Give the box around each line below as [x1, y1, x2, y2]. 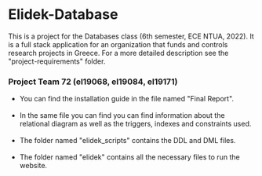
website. [19, 161, 48, 170]
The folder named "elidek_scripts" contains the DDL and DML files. [19, 136, 236, 145]
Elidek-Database [8, 5, 118, 24]
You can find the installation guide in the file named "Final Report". [19, 94, 234, 104]
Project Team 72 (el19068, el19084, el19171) [8, 76, 178, 87]
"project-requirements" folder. [8, 57, 106, 66]
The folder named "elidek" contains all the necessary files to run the [19, 152, 241, 162]
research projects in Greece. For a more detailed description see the [8, 48, 229, 57]
